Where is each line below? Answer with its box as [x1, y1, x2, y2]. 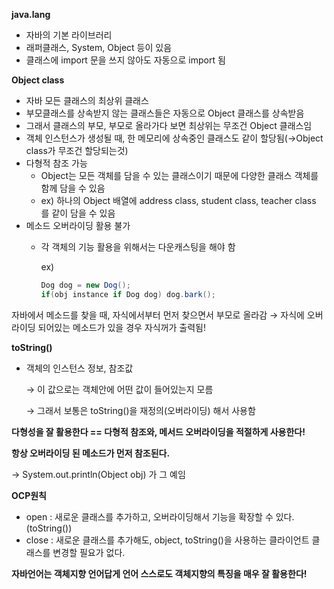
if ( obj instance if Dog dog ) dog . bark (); [40, 289, 216, 299]
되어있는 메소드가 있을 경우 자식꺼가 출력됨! [37, 321, 207, 333]
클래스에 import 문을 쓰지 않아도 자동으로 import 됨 [25, 54, 226, 66]
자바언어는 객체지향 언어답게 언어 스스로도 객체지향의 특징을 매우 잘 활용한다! [11, 567, 308, 579]
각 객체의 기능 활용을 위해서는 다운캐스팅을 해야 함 [40, 241, 236, 253]
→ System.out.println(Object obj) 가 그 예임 [11, 468, 186, 480]
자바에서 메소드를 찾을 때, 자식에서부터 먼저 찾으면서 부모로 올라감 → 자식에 [11, 309, 305, 321]
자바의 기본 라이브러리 [25, 29, 113, 41]
